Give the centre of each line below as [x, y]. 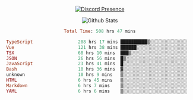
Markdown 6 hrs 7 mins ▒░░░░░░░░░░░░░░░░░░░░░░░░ [96, 85]
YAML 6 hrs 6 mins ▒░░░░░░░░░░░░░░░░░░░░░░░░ [96, 91]
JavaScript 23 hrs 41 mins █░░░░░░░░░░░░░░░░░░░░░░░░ [96, 64]
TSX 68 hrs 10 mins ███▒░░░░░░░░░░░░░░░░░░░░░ [96, 53]
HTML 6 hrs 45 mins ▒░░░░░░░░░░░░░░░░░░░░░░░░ [96, 80]
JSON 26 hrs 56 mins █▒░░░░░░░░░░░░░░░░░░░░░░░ [96, 58]
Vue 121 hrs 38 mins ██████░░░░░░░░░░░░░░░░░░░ [96, 47]
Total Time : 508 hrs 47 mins [100, 31]
